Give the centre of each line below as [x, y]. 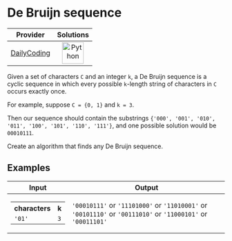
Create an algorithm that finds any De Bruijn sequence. [85, 146]
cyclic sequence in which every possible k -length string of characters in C [112, 84]
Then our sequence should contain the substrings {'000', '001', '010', [112, 118]
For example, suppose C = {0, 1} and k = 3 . [71, 105]
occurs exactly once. [37, 91]
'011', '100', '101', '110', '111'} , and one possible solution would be [112, 125]
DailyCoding [30, 53]
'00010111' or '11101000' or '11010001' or [139, 205]
